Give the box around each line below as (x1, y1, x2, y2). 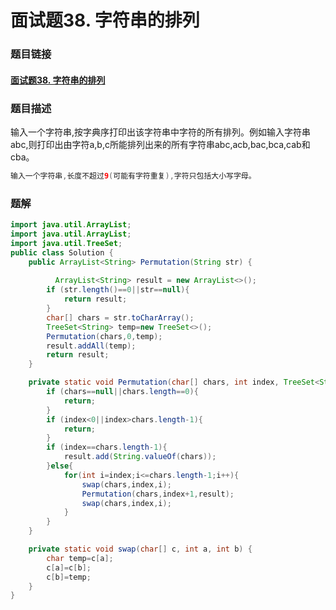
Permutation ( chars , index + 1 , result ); (81, 489, 235, 499)
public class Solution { (10, 247, 114, 258)
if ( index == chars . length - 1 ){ (46, 442, 168, 453)
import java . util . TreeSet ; (10, 238, 123, 248)
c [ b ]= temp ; (46, 572, 92, 582)
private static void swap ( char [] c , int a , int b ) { (28, 544, 253, 555)
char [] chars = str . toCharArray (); (46, 312, 195, 323)
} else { (46, 461, 74, 471)
